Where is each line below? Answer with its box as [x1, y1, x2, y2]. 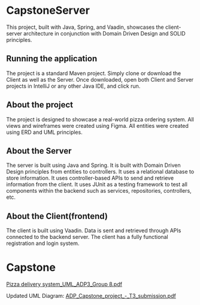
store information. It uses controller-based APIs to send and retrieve [6, 175, 174, 182]
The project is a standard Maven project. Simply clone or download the [6, 70, 181, 77]
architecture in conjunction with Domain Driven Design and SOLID [23, 29, 186, 37]
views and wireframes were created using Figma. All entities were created [6, 122, 189, 129]
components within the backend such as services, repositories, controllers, [6, 187, 192, 195]
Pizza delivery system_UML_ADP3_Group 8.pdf [6, 280, 123, 288]
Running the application [6, 53, 98, 64]
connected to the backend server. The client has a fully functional [6, 234, 169, 241]
